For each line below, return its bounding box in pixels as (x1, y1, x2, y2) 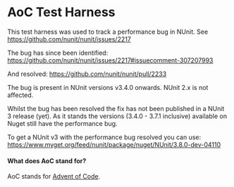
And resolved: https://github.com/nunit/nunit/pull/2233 (7, 70, 167, 78)
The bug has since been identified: (7, 49, 109, 57)
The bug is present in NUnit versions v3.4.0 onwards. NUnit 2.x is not (7, 83, 209, 91)
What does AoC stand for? (7, 156, 87, 165)
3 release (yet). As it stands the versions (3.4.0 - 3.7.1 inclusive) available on (7, 112, 228, 120)
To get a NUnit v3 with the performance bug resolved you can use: (7, 133, 202, 141)
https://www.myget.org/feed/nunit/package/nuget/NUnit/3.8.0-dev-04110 (7, 140, 221, 148)
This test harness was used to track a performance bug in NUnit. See (7, 27, 209, 36)
